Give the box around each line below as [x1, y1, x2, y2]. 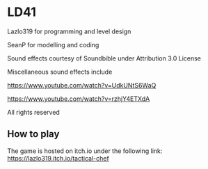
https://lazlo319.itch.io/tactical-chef [7, 154, 109, 162]
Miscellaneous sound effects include [7, 67, 113, 76]
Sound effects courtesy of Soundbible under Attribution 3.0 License [7, 54, 202, 63]
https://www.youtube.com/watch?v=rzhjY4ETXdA [7, 95, 150, 103]
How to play [7, 128, 60, 140]
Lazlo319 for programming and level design [7, 27, 131, 35]
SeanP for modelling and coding [7, 40, 99, 49]
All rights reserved [7, 108, 61, 116]
